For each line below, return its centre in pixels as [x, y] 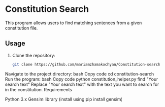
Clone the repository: [34, 55]
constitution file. [21, 28]
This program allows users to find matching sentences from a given [73, 23]
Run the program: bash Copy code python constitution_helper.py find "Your [82, 79]
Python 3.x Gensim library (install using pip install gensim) [64, 99]
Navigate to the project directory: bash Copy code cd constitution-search [80, 74]
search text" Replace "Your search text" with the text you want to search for [82, 84]
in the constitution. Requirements [39, 89]
